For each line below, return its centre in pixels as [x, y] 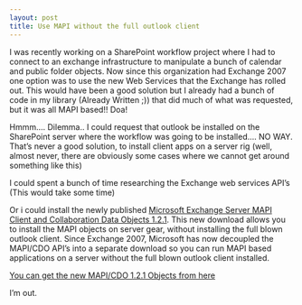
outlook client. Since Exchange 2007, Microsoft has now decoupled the [142, 238]
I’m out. [24, 292]
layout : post [34, 18]
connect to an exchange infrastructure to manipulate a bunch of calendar [146, 61]
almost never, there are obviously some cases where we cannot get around [150, 155]
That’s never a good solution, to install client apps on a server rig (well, [141, 146]
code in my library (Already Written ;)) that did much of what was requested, [151, 99]
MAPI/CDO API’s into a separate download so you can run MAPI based [141, 248]
